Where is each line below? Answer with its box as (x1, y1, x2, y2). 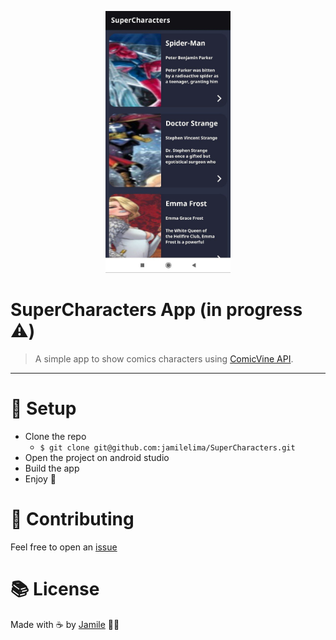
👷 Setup (10, 397, 77, 420)
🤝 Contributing (10, 507, 135, 530)
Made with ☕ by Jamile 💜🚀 (10, 618, 120, 630)
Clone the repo (24, 430, 87, 442)
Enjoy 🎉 (24, 472, 57, 485)
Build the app (24, 462, 80, 474)
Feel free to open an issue (10, 541, 118, 553)
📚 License (10, 577, 100, 600)
